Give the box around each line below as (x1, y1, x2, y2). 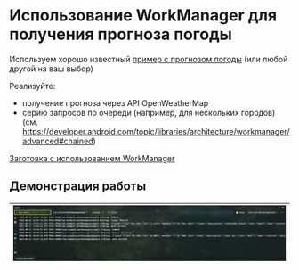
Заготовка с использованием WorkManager (9, 152, 175, 163)
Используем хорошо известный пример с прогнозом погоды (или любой (9, 53, 288, 64)
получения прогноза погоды (9, 24, 233, 45)
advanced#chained (21, 135, 93, 146)
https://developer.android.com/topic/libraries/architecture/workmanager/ (21, 126, 290, 136)
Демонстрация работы (9, 179, 147, 194)
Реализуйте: (9, 80, 56, 91)
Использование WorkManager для (9, 5, 278, 26)
